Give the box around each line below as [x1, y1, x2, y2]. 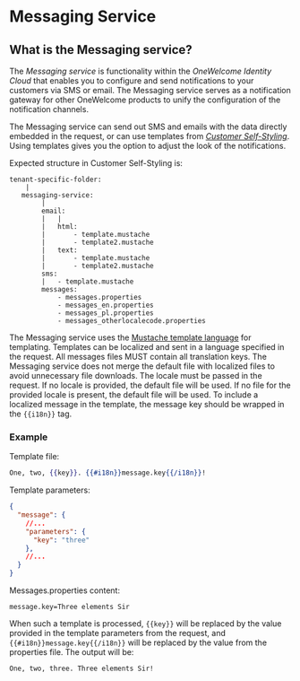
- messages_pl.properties [56, 309, 154, 318]
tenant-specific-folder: [9, 175, 102, 184]
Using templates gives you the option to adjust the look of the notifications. [9, 141, 287, 151]
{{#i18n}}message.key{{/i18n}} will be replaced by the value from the [9, 637, 267, 648]
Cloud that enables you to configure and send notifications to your [9, 75, 254, 86]
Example [9, 431, 48, 443]
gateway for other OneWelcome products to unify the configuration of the [9, 94, 281, 105]
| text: [41, 246, 78, 255]
